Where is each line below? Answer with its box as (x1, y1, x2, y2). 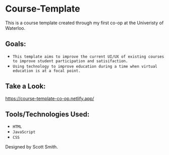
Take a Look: (5, 82, 46, 91)
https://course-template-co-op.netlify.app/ (5, 95, 94, 101)
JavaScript (12, 130, 36, 135)
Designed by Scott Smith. (5, 144, 58, 150)
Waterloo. (5, 25, 26, 31)
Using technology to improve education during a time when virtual (12, 64, 157, 69)
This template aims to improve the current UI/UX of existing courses (12, 54, 164, 59)
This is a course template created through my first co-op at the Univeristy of (5, 20, 164, 26)
